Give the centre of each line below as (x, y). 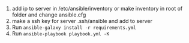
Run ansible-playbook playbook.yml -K (61, 34)
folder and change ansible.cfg (49, 15)
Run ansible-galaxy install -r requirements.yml (74, 27)
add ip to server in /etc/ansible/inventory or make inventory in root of (97, 9)
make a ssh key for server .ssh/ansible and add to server (82, 21)
